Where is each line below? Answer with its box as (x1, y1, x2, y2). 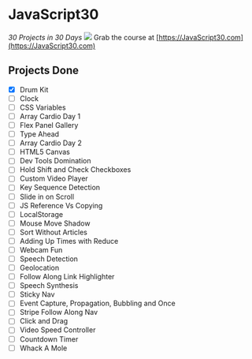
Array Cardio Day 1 (19, 111, 81, 121)
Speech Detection (19, 254, 79, 264)
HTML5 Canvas (19, 148, 71, 157)
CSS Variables (19, 103, 66, 112)
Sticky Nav (19, 290, 55, 299)
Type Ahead (19, 129, 60, 139)
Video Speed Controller (19, 325, 96, 335)
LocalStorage (19, 209, 64, 219)
